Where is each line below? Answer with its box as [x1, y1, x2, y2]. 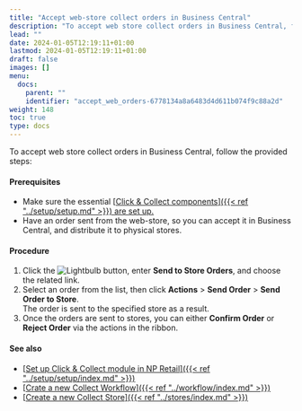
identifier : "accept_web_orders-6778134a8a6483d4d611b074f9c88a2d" [25, 96, 283, 106]
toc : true [9, 113, 47, 122]
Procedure [9, 245, 49, 256]
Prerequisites [9, 176, 61, 187]
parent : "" [25, 88, 67, 97]
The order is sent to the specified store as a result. [22, 303, 209, 314]
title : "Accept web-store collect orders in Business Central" [9, 13, 252, 22]
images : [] [9, 64, 50, 73]
